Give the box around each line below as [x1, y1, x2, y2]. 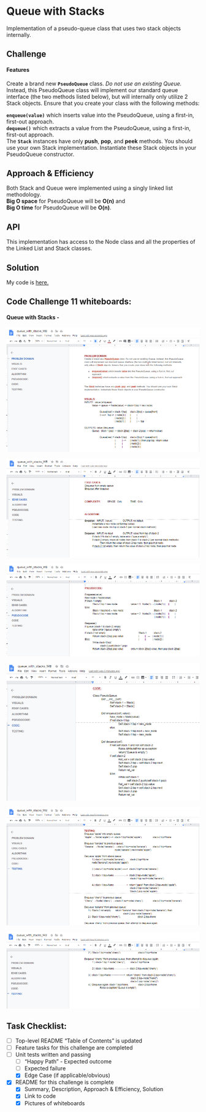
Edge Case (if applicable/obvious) [24, 1071, 110, 1079]
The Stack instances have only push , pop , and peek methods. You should [6, 137, 193, 145]
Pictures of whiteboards [24, 1099, 85, 1106]
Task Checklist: [6, 1021, 67, 1031]
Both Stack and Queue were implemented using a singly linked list [6, 184, 174, 192]
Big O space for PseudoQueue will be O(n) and [6, 198, 126, 205]
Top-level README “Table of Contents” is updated [15, 1036, 143, 1044]
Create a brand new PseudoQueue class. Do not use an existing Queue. [6, 80, 182, 87]
